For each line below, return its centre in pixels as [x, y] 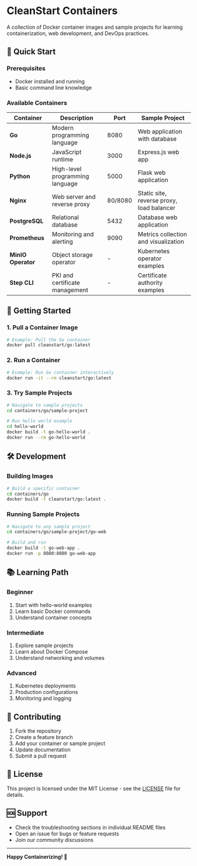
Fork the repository [38, 731]
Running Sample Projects [43, 514]
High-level [67, 169]
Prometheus [27, 238]
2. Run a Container [34, 360]
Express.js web [159, 152]
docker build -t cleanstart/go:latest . [57, 499]
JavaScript [67, 152]
